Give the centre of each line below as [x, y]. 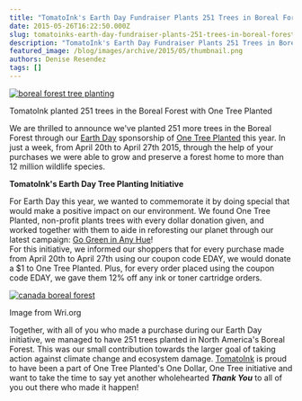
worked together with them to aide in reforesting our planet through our [142, 229]
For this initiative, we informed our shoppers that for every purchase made [147, 249]
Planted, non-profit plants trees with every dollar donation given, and [137, 220]
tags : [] [26, 68]
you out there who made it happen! [74, 387]
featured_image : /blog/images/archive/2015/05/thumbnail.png [126, 51]
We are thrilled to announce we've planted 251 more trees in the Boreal [141, 128]
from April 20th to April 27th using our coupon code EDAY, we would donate [151, 258]
